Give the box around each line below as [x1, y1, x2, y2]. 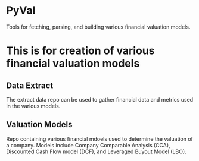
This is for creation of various [6, 44, 155, 58]
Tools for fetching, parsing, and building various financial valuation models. [6, 23, 191, 30]
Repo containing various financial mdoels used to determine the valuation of [6, 135, 194, 143]
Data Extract [6, 80, 54, 90]
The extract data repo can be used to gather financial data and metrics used [6, 96, 194, 103]
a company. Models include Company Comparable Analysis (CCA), [6, 141, 171, 149]
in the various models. [6, 102, 61, 109]
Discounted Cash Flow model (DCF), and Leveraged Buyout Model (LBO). [6, 148, 186, 155]
